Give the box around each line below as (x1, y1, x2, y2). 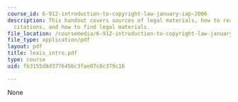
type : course (7, 56, 46, 63)
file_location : (7, 30, 52, 37)
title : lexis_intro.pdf (7, 50, 78, 57)
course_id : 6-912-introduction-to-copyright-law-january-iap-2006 (7, 10, 208, 18)
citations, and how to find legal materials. (13, 23, 151, 30)
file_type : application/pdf (7, 37, 91, 44)
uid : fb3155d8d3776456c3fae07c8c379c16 (7, 63, 125, 70)
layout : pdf (7, 43, 42, 50)
